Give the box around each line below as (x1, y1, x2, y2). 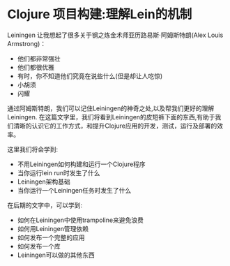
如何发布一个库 (17, 242, 61, 250)
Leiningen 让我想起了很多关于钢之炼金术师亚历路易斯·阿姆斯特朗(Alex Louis (7, 31, 224, 39)
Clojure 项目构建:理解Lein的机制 (7, 6, 192, 22)
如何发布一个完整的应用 (17, 233, 85, 242)
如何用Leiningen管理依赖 (17, 224, 89, 232)
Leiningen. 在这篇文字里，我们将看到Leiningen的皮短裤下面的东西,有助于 (7, 112, 215, 121)
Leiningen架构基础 (17, 177, 71, 186)
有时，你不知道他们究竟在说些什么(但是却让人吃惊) (17, 71, 163, 80)
